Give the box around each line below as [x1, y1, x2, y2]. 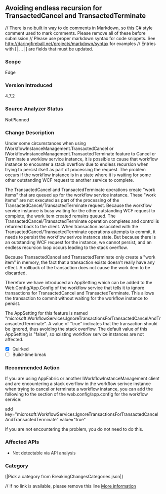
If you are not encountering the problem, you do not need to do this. [5, 426, 143, 432]
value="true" [59, 417, 86, 423]
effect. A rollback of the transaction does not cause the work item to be [5, 265, 151, 270]
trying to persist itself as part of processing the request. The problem [5, 167, 146, 172]
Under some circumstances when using [5, 141, 86, 146]
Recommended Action [5, 364, 60, 371]
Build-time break [12, 351, 46, 358]
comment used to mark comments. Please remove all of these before [5, 30, 146, 36]
